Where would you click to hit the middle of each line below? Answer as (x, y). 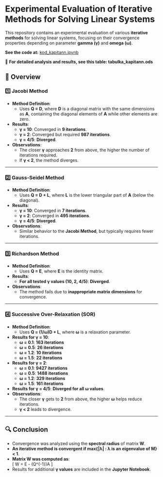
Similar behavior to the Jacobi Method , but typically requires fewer (86, 231)
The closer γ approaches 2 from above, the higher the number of (84, 150)
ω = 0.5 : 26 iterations (41, 347)
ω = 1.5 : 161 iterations (41, 383)
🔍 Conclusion (27, 429)
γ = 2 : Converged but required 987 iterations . (65, 134)
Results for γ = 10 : (31, 337)
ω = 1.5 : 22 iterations (41, 358)
